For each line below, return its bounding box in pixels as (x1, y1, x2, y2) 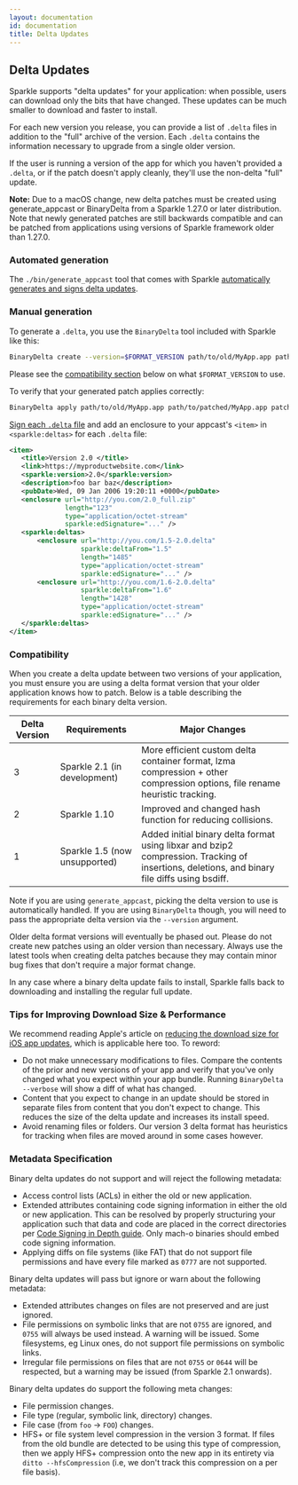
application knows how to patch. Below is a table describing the (9, 687, 242, 698)
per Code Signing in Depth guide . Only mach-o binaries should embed (21, 1228, 279, 1238)
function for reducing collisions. (141, 813, 273, 825)
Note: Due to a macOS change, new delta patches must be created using (9, 194, 277, 205)
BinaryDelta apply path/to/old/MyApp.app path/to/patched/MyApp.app (9, 403, 268, 412)
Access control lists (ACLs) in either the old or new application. (21, 1190, 253, 1201)
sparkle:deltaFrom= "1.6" (80, 586, 173, 595)
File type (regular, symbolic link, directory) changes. (21, 1410, 213, 1420)
